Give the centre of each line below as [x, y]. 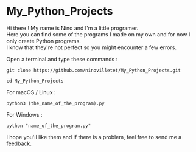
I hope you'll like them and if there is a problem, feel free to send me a [94, 137]
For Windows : [24, 114]
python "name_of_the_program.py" [49, 126]
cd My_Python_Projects [35, 81]
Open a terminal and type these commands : [62, 59]
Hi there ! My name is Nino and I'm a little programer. [72, 28]
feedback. [19, 143]
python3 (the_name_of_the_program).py [55, 103]
